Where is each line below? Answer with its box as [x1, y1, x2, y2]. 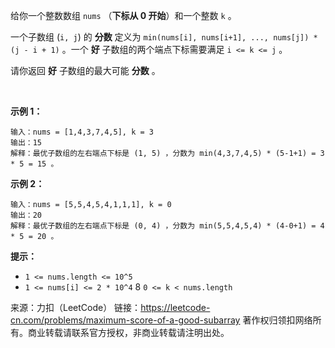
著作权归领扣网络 [242, 314, 313, 326]
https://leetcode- [140, 302, 211, 313]
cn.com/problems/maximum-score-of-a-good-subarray [10, 314, 241, 326]
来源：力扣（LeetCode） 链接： [10, 302, 142, 313]
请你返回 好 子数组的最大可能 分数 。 [10, 65, 161, 76]
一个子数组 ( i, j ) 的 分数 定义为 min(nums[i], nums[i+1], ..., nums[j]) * [10, 31, 318, 43]
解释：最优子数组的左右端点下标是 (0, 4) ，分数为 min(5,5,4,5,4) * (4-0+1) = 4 [10, 221, 325, 231]
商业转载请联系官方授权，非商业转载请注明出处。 [27, 327, 230, 338]
